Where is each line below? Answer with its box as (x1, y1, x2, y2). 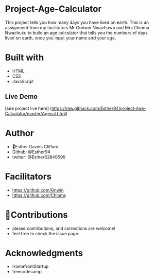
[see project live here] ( (5, 105, 52, 111)
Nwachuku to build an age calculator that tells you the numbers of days (5, 30, 148, 35)
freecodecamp (12, 269, 42, 275)
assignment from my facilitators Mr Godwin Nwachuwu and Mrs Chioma (5, 24, 150, 30)
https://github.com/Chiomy (12, 192, 67, 198)
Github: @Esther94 (12, 149, 51, 155)
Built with (5, 52, 44, 63)
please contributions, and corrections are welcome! (12, 225, 116, 231)
